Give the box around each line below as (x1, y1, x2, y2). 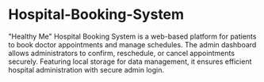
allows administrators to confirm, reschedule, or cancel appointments (8, 48, 235, 58)
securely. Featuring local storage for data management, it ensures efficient (8, 57, 252, 66)
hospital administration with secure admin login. (8, 65, 165, 74)
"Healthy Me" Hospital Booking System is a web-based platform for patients (8, 32, 257, 41)
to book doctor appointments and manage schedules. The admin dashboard (8, 39, 257, 49)
